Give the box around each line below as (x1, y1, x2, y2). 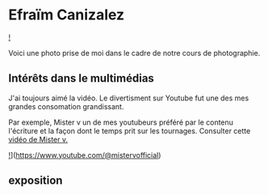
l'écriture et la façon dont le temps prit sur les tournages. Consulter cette (8, 125, 251, 135)
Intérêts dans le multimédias (8, 71, 155, 86)
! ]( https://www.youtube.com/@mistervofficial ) (8, 150, 161, 159)
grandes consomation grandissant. (8, 101, 124, 111)
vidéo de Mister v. (8, 134, 69, 144)
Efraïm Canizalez (8, 6, 125, 24)
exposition (8, 174, 63, 188)
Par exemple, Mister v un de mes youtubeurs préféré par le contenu (8, 117, 234, 127)
